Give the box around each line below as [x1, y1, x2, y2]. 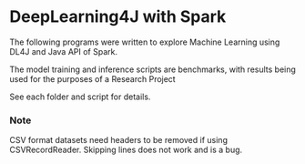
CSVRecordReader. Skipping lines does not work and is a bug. [9, 144, 243, 156]
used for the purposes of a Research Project [9, 73, 176, 84]
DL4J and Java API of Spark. [9, 46, 118, 56]
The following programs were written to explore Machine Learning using [9, 36, 280, 47]
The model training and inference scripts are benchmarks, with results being [9, 64, 296, 75]
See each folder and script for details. [9, 91, 151, 102]
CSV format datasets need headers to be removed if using [9, 135, 228, 146]
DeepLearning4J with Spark [9, 6, 227, 27]
